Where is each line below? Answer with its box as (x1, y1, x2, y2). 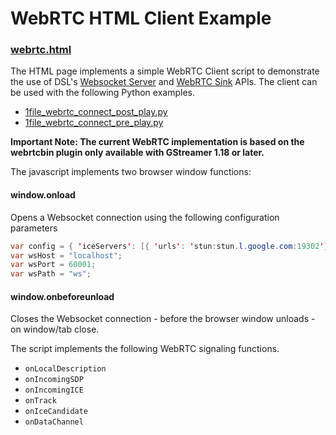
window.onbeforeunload (10, 290, 115, 302)
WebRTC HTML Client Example (10, 7, 272, 30)
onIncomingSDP (24, 375, 84, 385)
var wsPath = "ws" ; (10, 269, 92, 279)
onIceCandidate (24, 407, 89, 417)
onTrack (24, 396, 57, 406)
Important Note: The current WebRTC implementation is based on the (10, 136, 305, 148)
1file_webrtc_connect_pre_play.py (24, 117, 164, 129)
